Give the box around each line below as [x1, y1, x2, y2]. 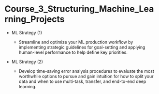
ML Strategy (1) [11, 30, 42, 35]
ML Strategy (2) [11, 59, 43, 64]
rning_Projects [4, 14, 65, 25]
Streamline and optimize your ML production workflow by [18, 39, 133, 45]
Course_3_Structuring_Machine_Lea [4, 3, 154, 15]
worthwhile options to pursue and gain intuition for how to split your [18, 73, 154, 79]
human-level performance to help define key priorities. [18, 49, 128, 55]
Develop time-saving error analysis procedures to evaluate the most [18, 68, 154, 74]
